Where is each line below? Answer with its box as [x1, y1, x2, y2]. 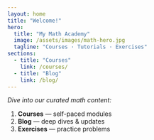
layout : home [7, 10, 46, 18]
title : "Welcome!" [7, 17, 62, 24]
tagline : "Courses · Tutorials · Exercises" [13, 43, 148, 50]
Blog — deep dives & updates [17, 117, 105, 126]
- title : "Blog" [13, 70, 62, 77]
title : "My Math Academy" [13, 30, 91, 38]
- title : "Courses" [13, 57, 72, 64]
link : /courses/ [20, 63, 69, 70]
